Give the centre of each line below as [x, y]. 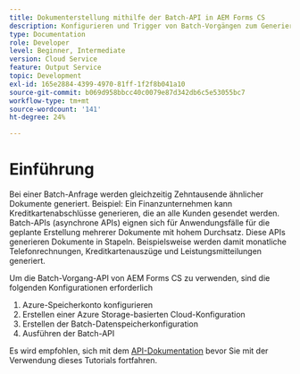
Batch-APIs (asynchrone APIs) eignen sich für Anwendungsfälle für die [140, 223]
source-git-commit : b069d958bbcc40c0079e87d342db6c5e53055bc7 [127, 92]
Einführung [52, 170]
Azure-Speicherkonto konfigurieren [87, 305]
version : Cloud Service [54, 59]
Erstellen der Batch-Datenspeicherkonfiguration [110, 324]
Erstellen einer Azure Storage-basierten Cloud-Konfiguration [133, 315]
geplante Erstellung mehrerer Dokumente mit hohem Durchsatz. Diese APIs [147, 233]
